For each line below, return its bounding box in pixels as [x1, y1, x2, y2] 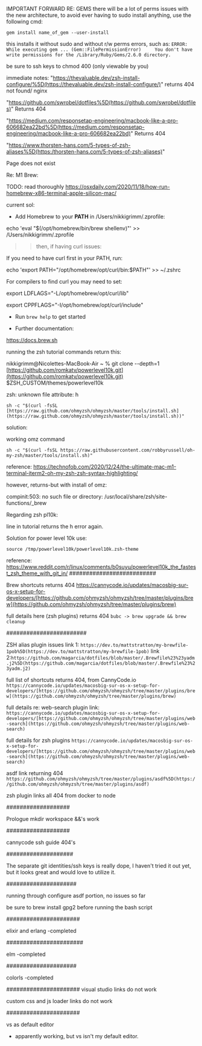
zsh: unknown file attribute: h [6, 391, 79, 398]
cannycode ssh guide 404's [6, 839, 76, 846]
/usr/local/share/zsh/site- [104, 493, 168, 500]
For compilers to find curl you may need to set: [6, 278, 122, 285]
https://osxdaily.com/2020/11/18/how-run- [65, 183, 171, 190]
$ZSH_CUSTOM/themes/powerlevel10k [6, 379, 104, 386]
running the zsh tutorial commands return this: [6, 348, 122, 356]
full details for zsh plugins [6, 737, 71, 744]
